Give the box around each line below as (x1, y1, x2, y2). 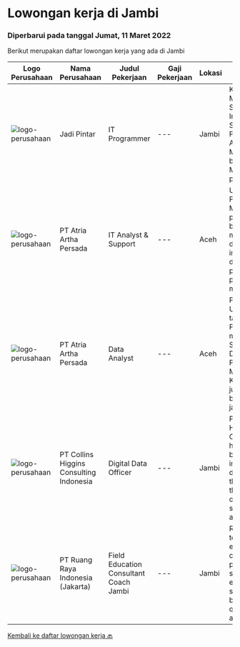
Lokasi (199, 68, 223, 78)
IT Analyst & (108, 230, 149, 240)
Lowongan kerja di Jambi (7, 5, 159, 21)
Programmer (108, 134, 151, 144)
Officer (108, 468, 132, 478)
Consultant (108, 568, 145, 578)
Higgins (59, 458, 86, 468)
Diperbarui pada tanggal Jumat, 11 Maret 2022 (7, 31, 171, 41)
